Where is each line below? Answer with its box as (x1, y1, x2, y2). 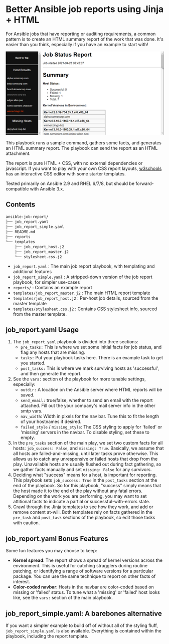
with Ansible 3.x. (30, 185, 64, 191)
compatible (6, 185, 29, 191)
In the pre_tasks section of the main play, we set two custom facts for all (13, 440, 163, 446)
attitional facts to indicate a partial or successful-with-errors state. (13, 499, 150, 505)
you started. (20, 360, 46, 366)
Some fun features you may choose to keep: (6, 548, 97, 554)
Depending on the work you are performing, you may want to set (13, 493, 147, 499)
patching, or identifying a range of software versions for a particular (13, 568, 153, 574)
